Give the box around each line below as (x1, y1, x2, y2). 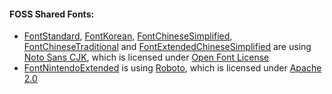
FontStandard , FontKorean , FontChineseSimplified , (23, 30, 233, 42)
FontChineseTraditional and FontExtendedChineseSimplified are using (23, 41, 312, 53)
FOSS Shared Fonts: (9, 8, 95, 20)
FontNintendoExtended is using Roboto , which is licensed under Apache (23, 62, 322, 74)
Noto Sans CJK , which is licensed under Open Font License (23, 51, 270, 64)
